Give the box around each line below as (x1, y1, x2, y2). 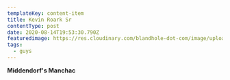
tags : (7, 41, 23, 48)
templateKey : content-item (7, 9, 84, 17)
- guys (13, 48, 32, 55)
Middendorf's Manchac (7, 66, 76, 75)
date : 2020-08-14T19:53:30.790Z (7, 28, 99, 36)
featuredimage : (7, 35, 51, 42)
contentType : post (7, 22, 60, 29)
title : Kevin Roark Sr (7, 16, 72, 23)
